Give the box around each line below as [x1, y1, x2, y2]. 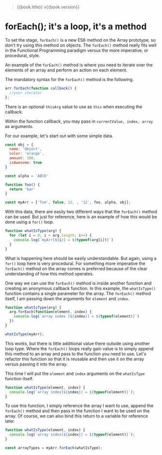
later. [5, 418, 15, 424]
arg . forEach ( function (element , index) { [9, 309, 92, 314]
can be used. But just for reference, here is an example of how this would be [5, 214, 157, 220]
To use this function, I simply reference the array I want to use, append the [5, 403, 154, 409]
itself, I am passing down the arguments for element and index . [5, 295, 130, 301]
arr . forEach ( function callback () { [5, 86, 77, 91]
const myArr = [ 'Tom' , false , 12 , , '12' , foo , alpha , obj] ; [5, 200, 131, 205]
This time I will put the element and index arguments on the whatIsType [5, 371, 145, 376]
